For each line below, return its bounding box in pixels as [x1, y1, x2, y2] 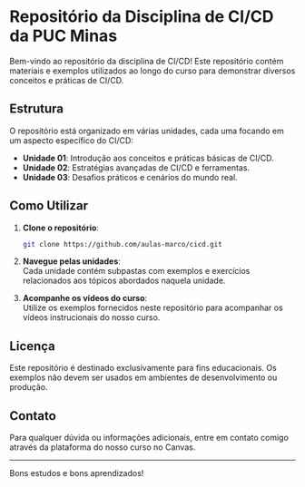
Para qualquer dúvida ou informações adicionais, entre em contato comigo [9, 433, 289, 443]
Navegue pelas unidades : [22, 256, 121, 267]
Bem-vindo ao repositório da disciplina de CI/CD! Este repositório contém [9, 55, 284, 66]
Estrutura [9, 102, 64, 117]
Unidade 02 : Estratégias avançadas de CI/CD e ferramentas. [22, 161, 251, 173]
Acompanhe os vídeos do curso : [22, 293, 148, 304]
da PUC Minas [9, 25, 118, 46]
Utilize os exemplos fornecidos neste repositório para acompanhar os [22, 302, 283, 314]
